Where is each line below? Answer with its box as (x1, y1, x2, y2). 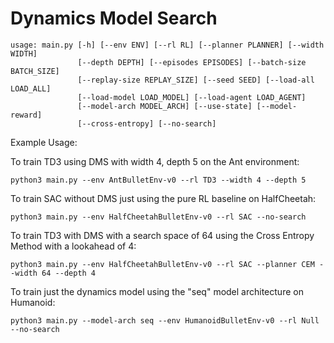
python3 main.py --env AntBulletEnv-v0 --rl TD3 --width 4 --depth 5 (10, 175, 307, 185)
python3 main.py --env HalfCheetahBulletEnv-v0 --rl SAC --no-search (10, 212, 307, 222)
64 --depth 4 (41, 268, 97, 278)
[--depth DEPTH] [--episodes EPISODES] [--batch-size (77, 57, 307, 67)
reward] (10, 110, 43, 120)
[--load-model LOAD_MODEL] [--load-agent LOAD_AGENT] (77, 92, 307, 102)
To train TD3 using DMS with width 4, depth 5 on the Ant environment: (10, 155, 300, 167)
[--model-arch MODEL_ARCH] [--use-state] (77, 101, 253, 111)
